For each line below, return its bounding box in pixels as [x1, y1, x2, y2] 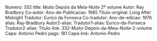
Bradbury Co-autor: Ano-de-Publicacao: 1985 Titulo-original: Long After [5, 9, 151, 15]
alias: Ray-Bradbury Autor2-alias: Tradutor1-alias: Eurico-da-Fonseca [5, 20, 146, 26]
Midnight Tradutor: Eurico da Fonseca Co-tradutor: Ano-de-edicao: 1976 [5, 15, 152, 20]
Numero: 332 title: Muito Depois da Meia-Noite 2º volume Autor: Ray [5, 4, 144, 10]
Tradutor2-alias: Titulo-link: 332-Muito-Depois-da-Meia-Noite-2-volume [5, 25, 153, 31]
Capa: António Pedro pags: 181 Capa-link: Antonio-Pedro [5, 31, 120, 36]
